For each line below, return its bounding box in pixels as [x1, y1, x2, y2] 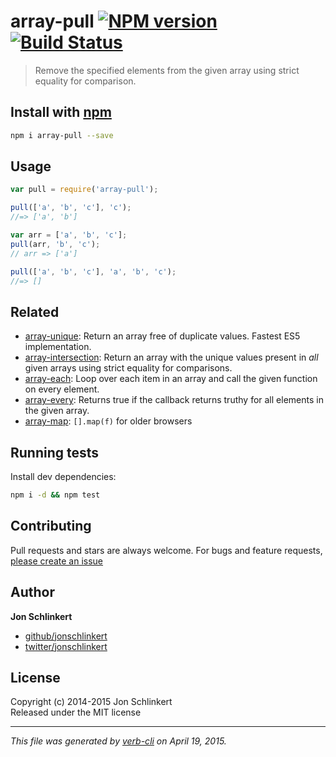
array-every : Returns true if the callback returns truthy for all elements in [24, 394, 324, 406]
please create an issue [10, 555, 104, 567]
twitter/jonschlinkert [24, 640, 108, 652]
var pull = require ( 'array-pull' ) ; [10, 185, 159, 195]
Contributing [10, 518, 92, 535]
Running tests [10, 444, 100, 461]
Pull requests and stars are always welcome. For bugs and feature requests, [10, 544, 323, 556]
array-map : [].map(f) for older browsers [24, 415, 193, 427]
